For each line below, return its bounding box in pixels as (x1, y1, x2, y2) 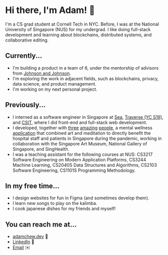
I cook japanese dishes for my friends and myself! (12, 205, 116, 212)
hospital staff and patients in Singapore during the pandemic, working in (12, 135, 162, 141)
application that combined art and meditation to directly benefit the (12, 130, 151, 136)
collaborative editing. (5, 37, 49, 43)
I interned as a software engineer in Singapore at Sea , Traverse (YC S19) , (12, 114, 163, 120)
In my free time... (5, 181, 60, 190)
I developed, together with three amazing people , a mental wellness (12, 125, 153, 131)
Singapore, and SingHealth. (12, 146, 69, 152)
